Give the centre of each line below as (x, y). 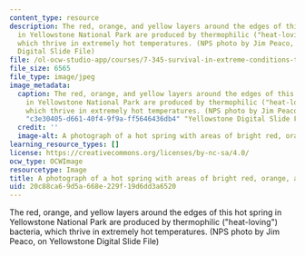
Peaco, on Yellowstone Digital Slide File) (84, 241)
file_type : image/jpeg (52, 77)
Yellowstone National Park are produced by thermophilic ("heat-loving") (144, 222)
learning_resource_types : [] (64, 144)
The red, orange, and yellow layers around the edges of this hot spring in (146, 212)
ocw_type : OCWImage (46, 161)
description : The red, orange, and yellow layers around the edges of (146, 26)
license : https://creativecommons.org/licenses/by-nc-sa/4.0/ (129, 153)
